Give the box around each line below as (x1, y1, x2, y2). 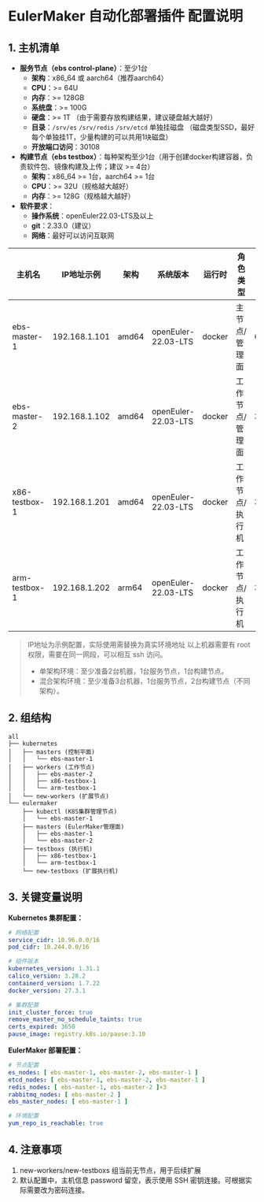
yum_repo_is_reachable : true (8, 1119, 104, 1127)
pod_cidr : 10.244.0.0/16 (8, 943, 90, 952)
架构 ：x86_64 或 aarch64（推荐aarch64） (31, 73, 168, 83)
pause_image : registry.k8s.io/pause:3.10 (8, 1030, 146, 1038)
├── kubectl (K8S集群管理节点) (22, 807, 118, 815)
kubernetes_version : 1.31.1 (8, 965, 101, 973)
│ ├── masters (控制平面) (8, 748, 96, 756)
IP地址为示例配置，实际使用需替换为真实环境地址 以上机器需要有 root (27, 640, 251, 649)
